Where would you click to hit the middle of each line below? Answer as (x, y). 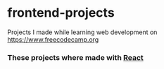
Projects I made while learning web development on (82, 32)
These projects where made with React (76, 57)
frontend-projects (61, 13)
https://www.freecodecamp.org (53, 39)
